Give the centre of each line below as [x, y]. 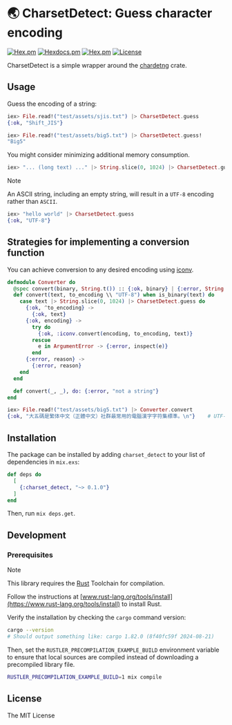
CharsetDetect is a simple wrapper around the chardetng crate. [97, 65]
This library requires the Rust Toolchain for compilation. [86, 583]
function [26, 253]
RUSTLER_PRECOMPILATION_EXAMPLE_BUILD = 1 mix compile [85, 677]
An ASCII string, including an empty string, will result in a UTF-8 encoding [110, 194]
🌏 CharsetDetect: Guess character [110, 13]
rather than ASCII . [32, 202]
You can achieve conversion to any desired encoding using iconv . [100, 270]
